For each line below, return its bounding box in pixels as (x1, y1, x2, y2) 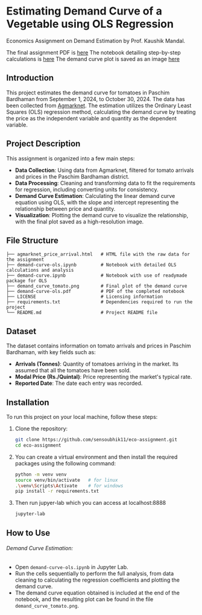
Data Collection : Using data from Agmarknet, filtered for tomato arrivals (14, 166, 194, 174)
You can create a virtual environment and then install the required (14, 453, 178, 461)
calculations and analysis (6, 268, 74, 274)
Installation (6, 397, 49, 407)
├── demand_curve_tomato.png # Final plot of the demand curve (6, 283, 188, 289)
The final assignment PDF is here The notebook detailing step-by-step (6, 48, 181, 56)
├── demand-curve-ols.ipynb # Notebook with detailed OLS (6, 262, 177, 268)
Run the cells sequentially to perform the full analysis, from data (14, 570, 174, 577)
